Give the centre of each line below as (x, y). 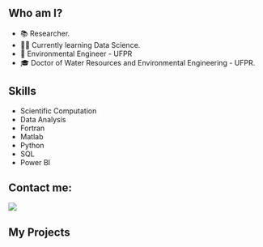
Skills (22, 91)
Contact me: (40, 188)
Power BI (35, 162)
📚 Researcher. (45, 33)
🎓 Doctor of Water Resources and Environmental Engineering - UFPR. (138, 62)
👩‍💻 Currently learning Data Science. (80, 45)
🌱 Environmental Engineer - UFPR (76, 53)
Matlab (32, 136)
